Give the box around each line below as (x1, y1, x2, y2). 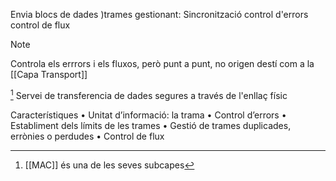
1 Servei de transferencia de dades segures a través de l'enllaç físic (10, 88, 288, 101)
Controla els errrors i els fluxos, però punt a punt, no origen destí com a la (10, 58, 315, 69)
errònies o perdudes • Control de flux (10, 130, 165, 142)
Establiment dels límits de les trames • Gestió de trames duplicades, (10, 119, 292, 131)
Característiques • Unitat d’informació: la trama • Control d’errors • (10, 109, 287, 121)
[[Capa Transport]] (10, 69, 88, 80)
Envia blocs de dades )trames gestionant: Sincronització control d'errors (10, 9, 309, 20)
